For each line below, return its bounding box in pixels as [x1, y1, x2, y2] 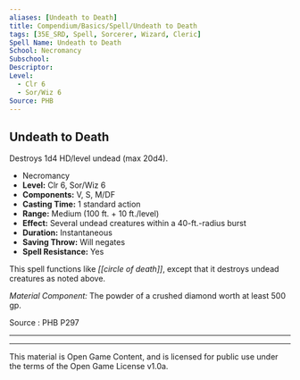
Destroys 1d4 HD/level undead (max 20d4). [9, 153, 168, 164]
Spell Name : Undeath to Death [9, 38, 122, 47]
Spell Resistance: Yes [21, 247, 104, 258]
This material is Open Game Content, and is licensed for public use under [9, 351, 279, 362]
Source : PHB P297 [9, 317, 80, 328]
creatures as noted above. [9, 274, 105, 284]
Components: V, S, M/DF [21, 190, 116, 200]
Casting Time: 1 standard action [21, 198, 141, 210]
